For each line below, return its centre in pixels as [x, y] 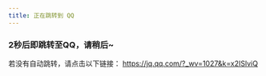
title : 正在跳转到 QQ [41, 15]
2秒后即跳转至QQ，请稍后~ [61, 44]
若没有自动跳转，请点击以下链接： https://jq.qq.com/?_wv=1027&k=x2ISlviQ [133, 63]
